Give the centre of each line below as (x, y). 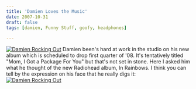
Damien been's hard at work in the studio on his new (126, 49)
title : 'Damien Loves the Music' (47, 11)
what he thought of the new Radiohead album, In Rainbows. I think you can (96, 68)
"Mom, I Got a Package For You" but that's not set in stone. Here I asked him (98, 62)
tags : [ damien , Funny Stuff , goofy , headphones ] (66, 28)
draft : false (22, 22)
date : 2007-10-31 (27, 17)
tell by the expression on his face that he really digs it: (71, 74)
